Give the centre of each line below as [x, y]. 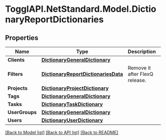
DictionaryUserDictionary [72, 120]
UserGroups [22, 112]
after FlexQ [141, 74]
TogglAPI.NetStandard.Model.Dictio [81, 9]
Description [142, 52]
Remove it [139, 68]
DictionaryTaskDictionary [72, 104]
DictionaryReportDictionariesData [82, 74]
